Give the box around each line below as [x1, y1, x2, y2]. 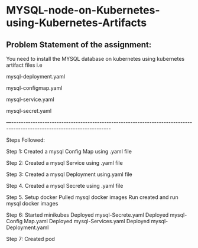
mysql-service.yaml [6, 96, 54, 103]
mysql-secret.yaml [6, 107, 52, 114]
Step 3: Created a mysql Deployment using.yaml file [6, 171, 133, 178]
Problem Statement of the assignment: [6, 40, 152, 50]
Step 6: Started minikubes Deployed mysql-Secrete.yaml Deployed [6, 211, 169, 218]
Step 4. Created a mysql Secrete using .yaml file [6, 182, 124, 189]
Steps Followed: [6, 136, 46, 143]
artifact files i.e [6, 61, 43, 68]
